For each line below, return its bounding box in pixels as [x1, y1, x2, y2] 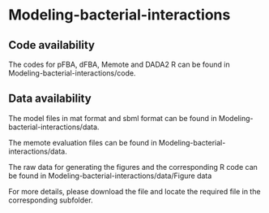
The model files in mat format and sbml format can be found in [8, 113, 217, 123]
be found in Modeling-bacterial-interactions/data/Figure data [8, 171, 212, 180]
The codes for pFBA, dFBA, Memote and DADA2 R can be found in [8, 59, 230, 69]
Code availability [8, 38, 96, 52]
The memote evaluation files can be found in [8, 137, 157, 147]
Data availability [8, 92, 92, 106]
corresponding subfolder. [8, 195, 93, 205]
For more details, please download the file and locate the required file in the [8, 186, 261, 196]
